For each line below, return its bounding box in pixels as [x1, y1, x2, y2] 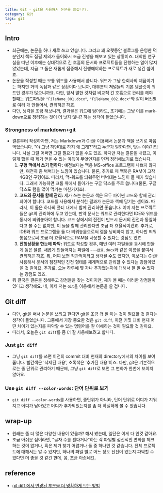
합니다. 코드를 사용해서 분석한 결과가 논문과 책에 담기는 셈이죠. [32, 199, 150, 204]
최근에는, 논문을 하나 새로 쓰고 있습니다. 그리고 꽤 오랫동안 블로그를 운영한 [12, 47, 152, 53]
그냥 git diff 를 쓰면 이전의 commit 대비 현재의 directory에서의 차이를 [12, 353, 147, 359]
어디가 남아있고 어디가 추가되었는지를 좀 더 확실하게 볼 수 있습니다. [21, 402, 147, 408]
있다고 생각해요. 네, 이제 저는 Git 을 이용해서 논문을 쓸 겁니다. [12, 283, 127, 289]
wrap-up [5, 417, 32, 425]
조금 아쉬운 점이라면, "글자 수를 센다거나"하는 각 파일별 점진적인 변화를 [12, 436, 146, 442]
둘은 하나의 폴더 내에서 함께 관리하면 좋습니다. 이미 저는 [34, 204, 140, 211]
